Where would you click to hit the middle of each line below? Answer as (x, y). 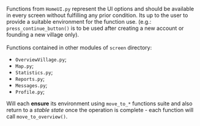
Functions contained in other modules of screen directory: (79, 47)
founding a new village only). (43, 35)
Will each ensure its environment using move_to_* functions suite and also (99, 103)
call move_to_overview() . (37, 116)
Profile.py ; (30, 92)
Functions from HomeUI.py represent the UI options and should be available (100, 9)
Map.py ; (24, 66)
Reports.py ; (30, 79)
